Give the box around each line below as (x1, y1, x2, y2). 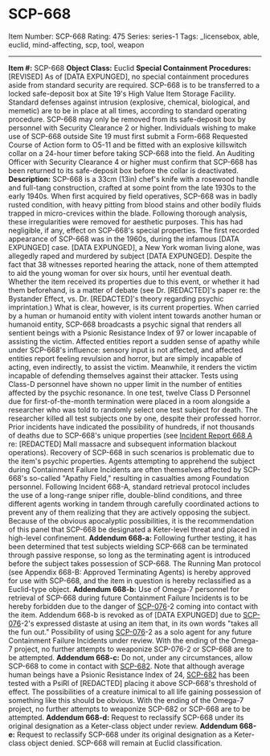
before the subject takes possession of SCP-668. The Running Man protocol (8, 558, 261, 568)
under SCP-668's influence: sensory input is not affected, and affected (8, 345, 243, 355)
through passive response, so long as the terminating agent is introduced (8, 550, 251, 560)
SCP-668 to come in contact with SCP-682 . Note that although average (8, 661, 245, 671)
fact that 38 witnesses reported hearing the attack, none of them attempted (8, 259, 259, 269)
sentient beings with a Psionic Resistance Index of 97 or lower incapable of (8, 327, 257, 338)
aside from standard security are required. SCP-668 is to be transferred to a (8, 80, 260, 89)
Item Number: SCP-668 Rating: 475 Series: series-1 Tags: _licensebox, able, (8, 31, 260, 41)
